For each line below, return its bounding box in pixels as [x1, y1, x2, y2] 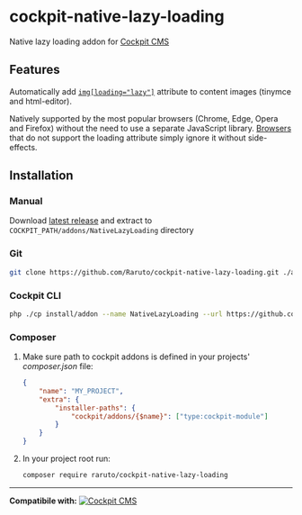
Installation [9, 168, 74, 184]
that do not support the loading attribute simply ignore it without [9, 132, 246, 143]
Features [9, 62, 60, 77]
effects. [9, 141, 38, 152]
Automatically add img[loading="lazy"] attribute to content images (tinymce [9, 86, 292, 96]
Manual [9, 195, 43, 208]
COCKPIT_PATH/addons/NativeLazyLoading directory [9, 225, 195, 236]
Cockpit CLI [9, 289, 61, 302]
